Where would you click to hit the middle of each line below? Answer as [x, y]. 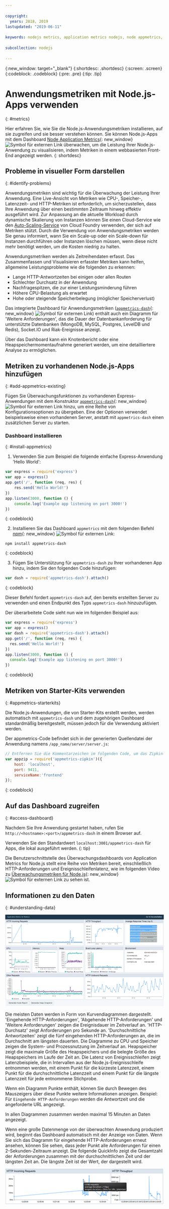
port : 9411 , [27, 770]
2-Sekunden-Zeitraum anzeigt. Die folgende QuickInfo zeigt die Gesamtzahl [84, 1150]
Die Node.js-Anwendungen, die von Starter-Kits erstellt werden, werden [80, 713]
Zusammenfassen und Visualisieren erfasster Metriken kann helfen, [75, 262]
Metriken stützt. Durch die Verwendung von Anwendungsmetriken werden [82, 231]
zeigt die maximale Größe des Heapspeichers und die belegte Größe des [80, 1052]
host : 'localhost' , [35, 764]
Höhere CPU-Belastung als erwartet [50, 293]
